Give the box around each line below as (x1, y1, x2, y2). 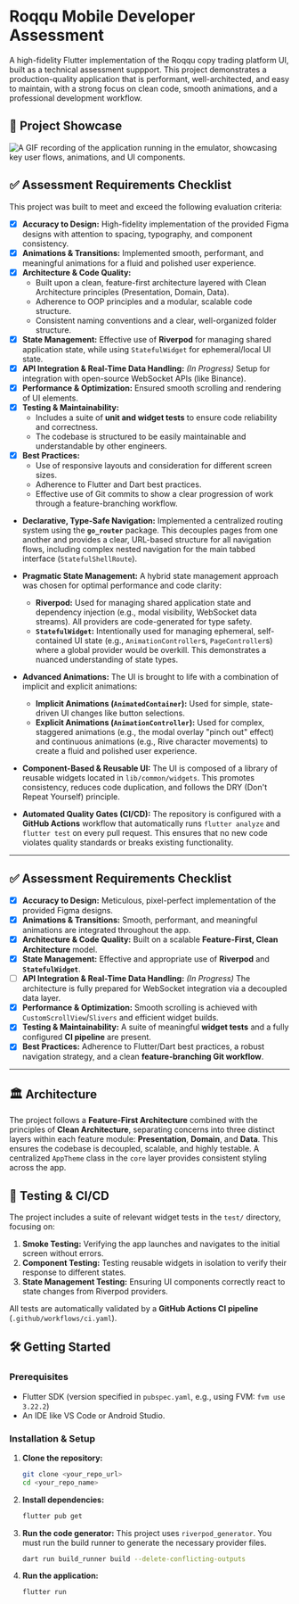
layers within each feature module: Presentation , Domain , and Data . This (9, 1134, 279, 1145)
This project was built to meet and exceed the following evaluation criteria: (9, 201, 283, 211)
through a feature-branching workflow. (35, 498, 178, 509)
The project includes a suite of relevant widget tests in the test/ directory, (9, 1211, 282, 1222)
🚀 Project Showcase (9, 119, 123, 134)
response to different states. (21, 1267, 126, 1277)
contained (35, 635, 73, 646)
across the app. (9, 1162, 67, 1173)
